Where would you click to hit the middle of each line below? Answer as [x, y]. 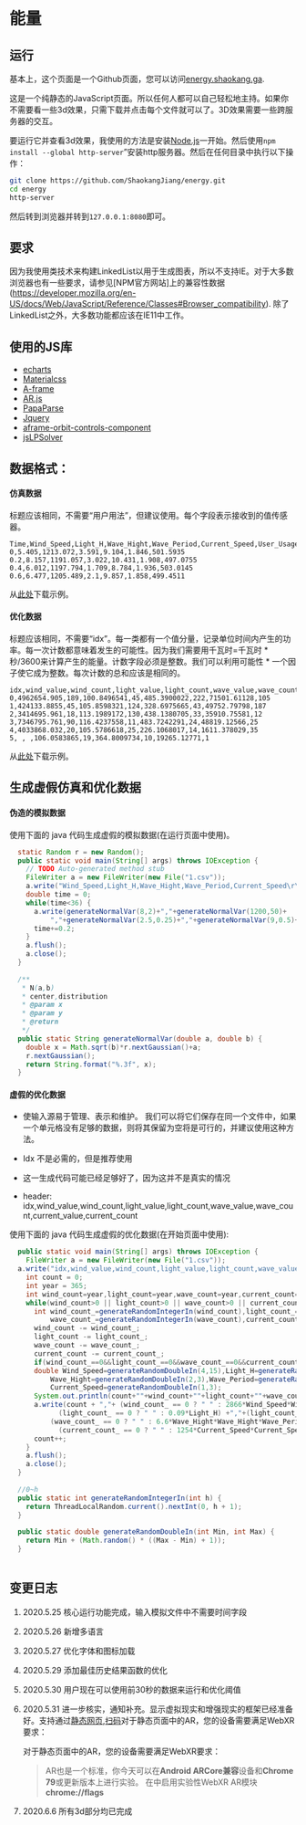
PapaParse [43, 408]
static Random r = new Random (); [81, 852]
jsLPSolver [43, 437]
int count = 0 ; [55, 1278]
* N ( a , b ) [38, 988]
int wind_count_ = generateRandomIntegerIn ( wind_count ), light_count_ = [166, 1311]
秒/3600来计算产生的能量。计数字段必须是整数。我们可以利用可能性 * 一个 [149, 662]
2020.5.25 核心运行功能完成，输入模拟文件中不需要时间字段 [135, 1611]
